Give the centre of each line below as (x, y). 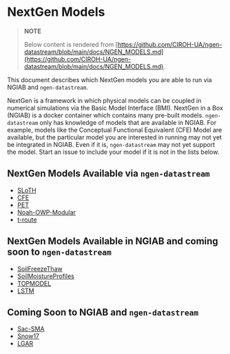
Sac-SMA (31, 329)
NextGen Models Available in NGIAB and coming (113, 241)
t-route (27, 219)
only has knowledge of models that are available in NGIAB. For (128, 122)
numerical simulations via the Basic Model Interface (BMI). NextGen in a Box (115, 108)
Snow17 (28, 336)
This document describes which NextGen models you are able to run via (109, 79)
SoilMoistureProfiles (45, 276)
